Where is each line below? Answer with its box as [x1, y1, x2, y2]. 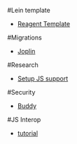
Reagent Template [17, 20, 71, 28]
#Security [7, 88, 36, 96]
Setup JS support [17, 74, 69, 83]
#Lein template [7, 6, 50, 14]
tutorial [17, 129, 38, 137]
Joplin [17, 47, 36, 55]
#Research [7, 61, 38, 69]
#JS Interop [7, 116, 41, 124]
